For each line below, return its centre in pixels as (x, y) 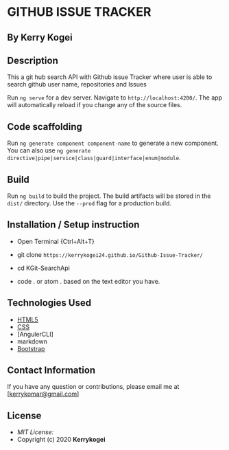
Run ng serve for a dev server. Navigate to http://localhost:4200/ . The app (115, 98)
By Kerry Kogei (40, 37)
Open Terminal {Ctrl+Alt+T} (56, 241)
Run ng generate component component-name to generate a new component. (113, 143)
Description (33, 60)
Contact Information (51, 371)
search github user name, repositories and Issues (77, 85)
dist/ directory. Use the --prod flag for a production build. (89, 203)
